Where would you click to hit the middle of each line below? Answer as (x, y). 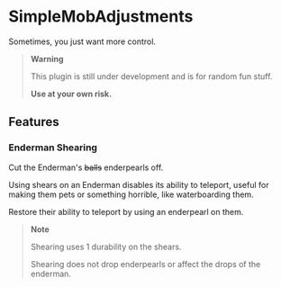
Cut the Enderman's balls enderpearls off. (86, 167)
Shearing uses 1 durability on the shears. (106, 247)
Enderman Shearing (53, 148)
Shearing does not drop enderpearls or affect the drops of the (145, 264)
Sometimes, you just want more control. (82, 41)
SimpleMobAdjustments (101, 17)
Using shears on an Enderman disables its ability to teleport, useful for (139, 184)
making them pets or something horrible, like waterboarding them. (131, 194)
